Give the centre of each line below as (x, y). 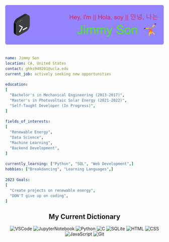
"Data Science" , (27, 138)
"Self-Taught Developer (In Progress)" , (53, 105)
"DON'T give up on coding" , (39, 196)
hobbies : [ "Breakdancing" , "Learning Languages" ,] (59, 169)
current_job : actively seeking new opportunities (58, 74)
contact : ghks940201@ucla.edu (37, 69)
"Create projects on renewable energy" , (53, 190)
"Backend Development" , (34, 148)
